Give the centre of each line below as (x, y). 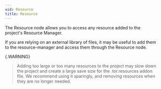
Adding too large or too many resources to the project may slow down (86, 66)
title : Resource (21, 14)
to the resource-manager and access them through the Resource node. (76, 47)
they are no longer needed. (44, 81)
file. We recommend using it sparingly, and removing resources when (86, 76)
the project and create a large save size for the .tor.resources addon (85, 71)
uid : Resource (19, 9)
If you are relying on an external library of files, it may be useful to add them (80, 42)
